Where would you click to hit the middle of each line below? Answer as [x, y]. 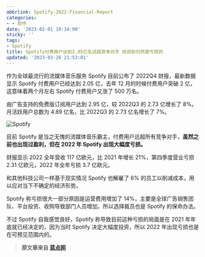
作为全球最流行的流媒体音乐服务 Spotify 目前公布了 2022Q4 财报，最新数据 [101, 76]
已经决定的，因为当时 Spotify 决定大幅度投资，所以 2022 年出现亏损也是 [108, 226]
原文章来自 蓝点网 [43, 247]
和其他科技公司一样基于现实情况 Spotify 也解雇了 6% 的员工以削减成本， [98, 177]
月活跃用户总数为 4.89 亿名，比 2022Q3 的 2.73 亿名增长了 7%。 [88, 111]
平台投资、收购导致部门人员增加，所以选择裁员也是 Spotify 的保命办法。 [108, 206]
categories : [21, 18]
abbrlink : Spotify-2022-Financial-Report [60, 12]
